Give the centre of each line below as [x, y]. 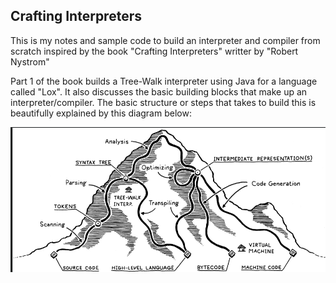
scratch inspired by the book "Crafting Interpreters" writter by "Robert [154, 51]
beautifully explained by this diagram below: [101, 113]
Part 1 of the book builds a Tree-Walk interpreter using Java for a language [164, 81]
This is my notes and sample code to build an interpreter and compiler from [165, 40]
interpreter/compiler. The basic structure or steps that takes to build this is [163, 102]
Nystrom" [30, 61]
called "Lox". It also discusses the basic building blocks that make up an [159, 91]
